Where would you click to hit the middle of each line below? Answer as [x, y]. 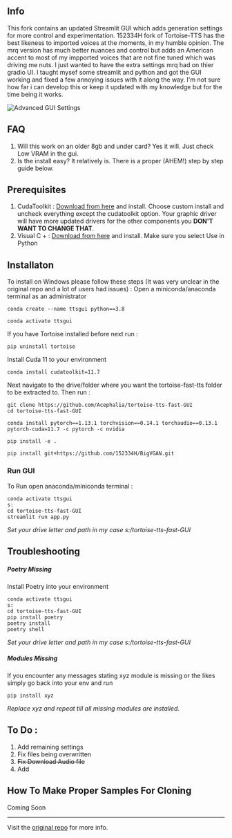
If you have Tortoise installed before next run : [72, 334]
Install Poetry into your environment [58, 586]
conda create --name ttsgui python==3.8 [66, 309]
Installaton [30, 265]
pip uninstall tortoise [41, 347]
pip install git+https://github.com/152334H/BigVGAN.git [91, 454]
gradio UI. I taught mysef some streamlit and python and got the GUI [104, 72]
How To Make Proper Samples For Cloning [99, 791]
